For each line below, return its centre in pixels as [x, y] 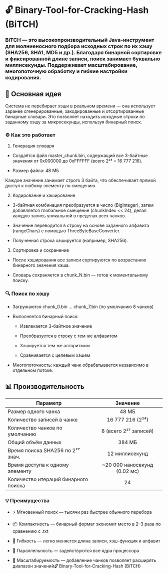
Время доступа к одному [38, 465]
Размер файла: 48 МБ [36, 171]
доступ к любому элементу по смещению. [51, 186]
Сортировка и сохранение [40, 250]
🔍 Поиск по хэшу [27, 294]
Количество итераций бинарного [48, 479]
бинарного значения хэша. [41, 265]
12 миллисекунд [128, 454]
